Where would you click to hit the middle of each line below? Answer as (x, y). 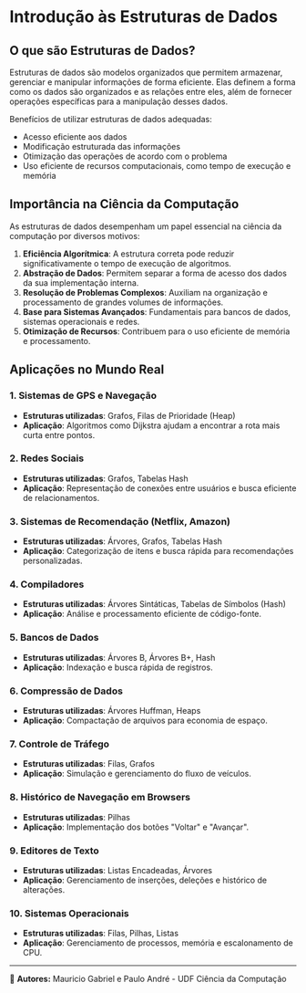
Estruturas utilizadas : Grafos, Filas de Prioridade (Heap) (129, 415)
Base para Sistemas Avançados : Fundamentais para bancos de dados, (157, 311)
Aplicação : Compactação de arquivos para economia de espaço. (145, 720)
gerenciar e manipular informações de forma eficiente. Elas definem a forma (153, 82)
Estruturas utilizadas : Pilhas (76, 817)
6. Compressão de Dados (66, 691)
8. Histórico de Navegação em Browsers (100, 798)
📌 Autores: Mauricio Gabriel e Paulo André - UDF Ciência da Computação (148, 979)
